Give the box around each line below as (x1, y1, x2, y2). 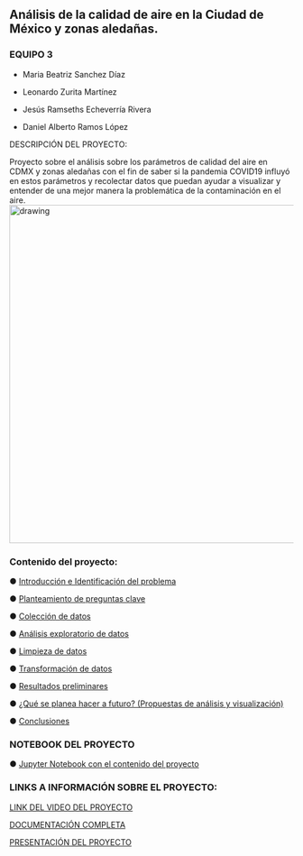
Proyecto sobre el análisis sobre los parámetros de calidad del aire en (9, 156, 268, 167)
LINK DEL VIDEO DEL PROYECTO (9, 802, 133, 813)
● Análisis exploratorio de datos (9, 628, 129, 639)
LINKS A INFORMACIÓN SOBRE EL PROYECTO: (9, 781, 218, 794)
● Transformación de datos (9, 663, 113, 674)
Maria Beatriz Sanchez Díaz (22, 69, 126, 79)
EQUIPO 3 (9, 49, 53, 61)
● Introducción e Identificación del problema (9, 575, 177, 586)
